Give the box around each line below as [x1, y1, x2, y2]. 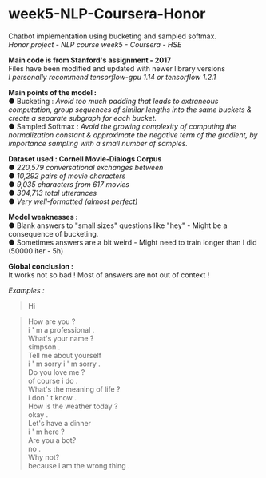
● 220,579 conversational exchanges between [8, 162, 164, 172]
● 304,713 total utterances [8, 188, 97, 197]
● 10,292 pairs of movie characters [8, 171, 126, 181]
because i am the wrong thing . [27, 460, 130, 470]
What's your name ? [27, 333, 94, 343]
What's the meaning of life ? [27, 384, 121, 394]
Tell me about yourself [27, 350, 102, 360]
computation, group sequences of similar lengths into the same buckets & [8, 105, 252, 114]
